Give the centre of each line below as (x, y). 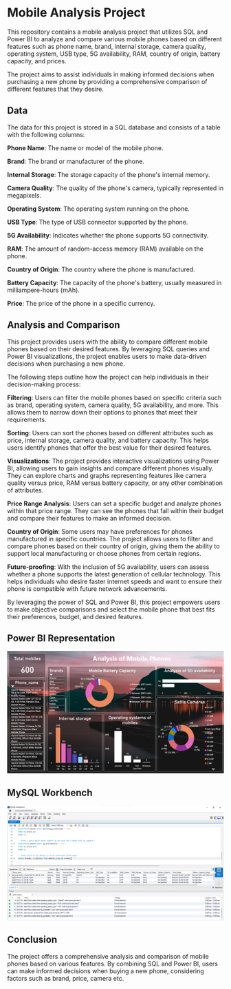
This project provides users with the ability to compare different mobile (108, 342)
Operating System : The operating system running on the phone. (99, 209)
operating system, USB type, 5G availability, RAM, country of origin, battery (114, 54)
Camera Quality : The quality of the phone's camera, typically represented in (115, 188)
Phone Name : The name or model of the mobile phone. (85, 148)
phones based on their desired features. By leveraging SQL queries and (108, 348)
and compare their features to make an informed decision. (89, 518)
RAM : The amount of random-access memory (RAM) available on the (106, 249)
